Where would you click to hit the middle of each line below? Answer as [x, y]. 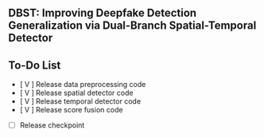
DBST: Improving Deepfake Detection [103, 13]
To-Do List [35, 65]
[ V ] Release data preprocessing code [83, 85]
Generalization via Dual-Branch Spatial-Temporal [132, 26]
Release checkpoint [52, 125]
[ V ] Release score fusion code [71, 110]
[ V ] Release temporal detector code [80, 101]
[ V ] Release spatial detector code [76, 93]
